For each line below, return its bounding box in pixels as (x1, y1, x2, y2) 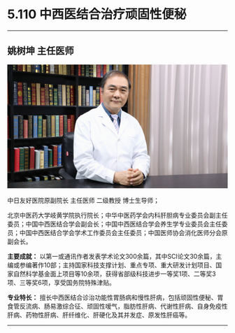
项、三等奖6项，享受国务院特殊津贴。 (7, 278, 115, 287)
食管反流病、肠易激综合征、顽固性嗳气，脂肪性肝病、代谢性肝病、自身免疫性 (7, 302, 228, 311)
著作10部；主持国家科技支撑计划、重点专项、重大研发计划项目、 (31, 261, 216, 269)
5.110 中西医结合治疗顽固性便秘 (7, 6, 187, 22)
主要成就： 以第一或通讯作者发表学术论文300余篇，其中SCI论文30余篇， (7, 253, 216, 261)
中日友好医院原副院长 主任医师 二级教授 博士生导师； (7, 197, 159, 205)
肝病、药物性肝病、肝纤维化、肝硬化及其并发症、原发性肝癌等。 (7, 311, 191, 319)
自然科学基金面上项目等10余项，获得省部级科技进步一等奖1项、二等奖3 (13, 270, 216, 278)
